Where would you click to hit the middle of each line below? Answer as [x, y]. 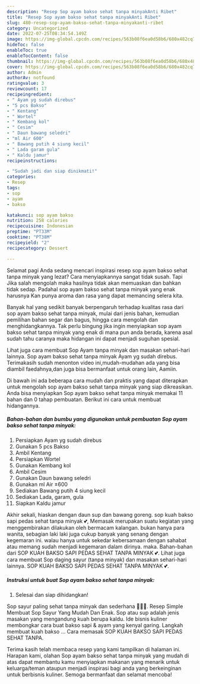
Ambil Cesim [31, 472]
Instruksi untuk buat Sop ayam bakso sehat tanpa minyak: [81, 580]
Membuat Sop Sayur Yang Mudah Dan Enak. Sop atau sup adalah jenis [93, 613]
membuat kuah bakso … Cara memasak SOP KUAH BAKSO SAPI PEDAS [95, 632]
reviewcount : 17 [27, 89]
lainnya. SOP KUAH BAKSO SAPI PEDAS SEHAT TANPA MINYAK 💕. [88, 566]
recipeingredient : [29, 94]
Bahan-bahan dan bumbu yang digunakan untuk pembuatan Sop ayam [97, 419]
